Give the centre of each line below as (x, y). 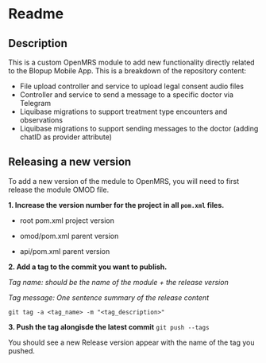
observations (41, 120)
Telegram (35, 103)
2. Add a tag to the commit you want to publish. (88, 267)
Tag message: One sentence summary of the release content (108, 297)
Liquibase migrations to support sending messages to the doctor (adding (139, 129)
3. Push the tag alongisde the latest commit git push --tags (109, 326)
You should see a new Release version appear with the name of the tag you (131, 342)
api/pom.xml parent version (65, 251)
